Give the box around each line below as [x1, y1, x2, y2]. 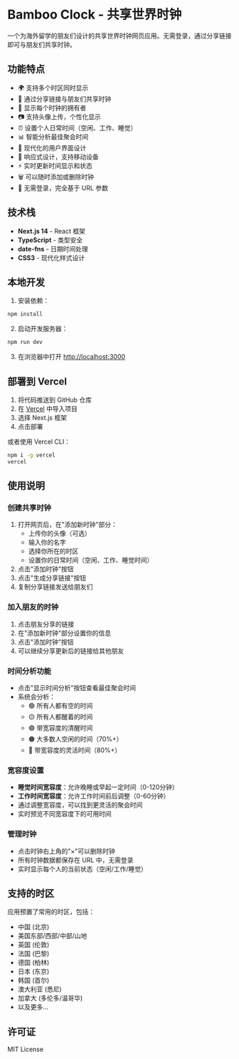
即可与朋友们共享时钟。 [7, 40, 76, 48]
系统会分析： [17, 692, 55, 701]
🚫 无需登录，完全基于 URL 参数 [17, 183, 109, 192]
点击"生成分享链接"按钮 [17, 574, 87, 583]
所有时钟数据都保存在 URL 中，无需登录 [17, 855, 134, 864]
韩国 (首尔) [17, 976, 50, 985]
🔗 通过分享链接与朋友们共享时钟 [17, 94, 112, 103]
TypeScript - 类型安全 [17, 236, 83, 244]
